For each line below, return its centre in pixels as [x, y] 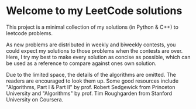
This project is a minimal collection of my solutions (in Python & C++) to [92, 27]
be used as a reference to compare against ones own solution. [81, 63]
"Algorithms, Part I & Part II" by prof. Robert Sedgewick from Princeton [91, 87]
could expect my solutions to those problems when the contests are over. [94, 50]
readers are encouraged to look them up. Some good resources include [92, 81]
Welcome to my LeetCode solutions [94, 11]
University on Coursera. [35, 99]
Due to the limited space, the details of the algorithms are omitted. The [91, 74]
